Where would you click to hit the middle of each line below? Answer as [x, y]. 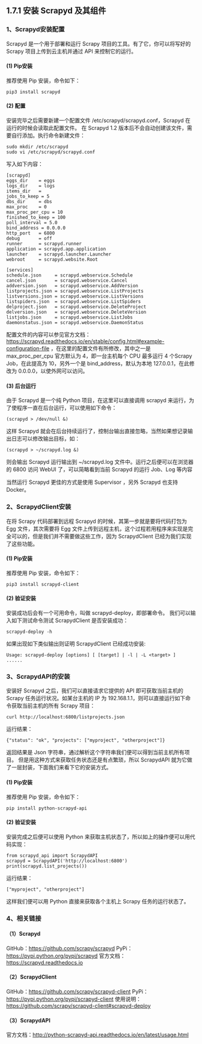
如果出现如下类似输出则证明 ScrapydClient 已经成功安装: [76, 644]
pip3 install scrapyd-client [43, 584]
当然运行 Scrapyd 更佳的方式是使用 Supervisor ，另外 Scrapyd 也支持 [92, 482]
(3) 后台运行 [21, 386]
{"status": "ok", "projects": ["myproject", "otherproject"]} [86, 740]
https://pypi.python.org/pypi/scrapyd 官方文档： [66, 956]
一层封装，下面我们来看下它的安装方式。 [61, 768]
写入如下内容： [25, 164]
